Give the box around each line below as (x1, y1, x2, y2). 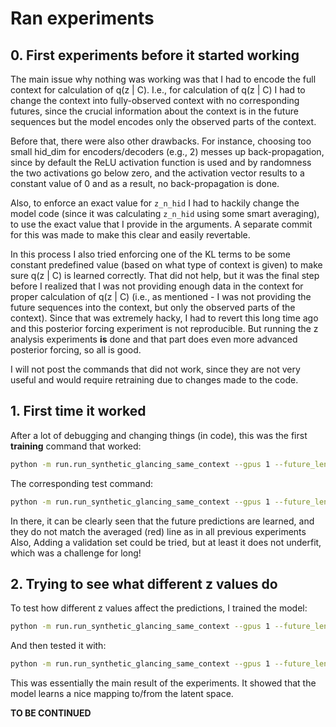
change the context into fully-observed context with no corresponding (10, 95, 300, 106)
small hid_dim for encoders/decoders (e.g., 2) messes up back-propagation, (10, 146, 325, 157)
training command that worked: (10, 440, 142, 452)
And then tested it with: (10, 640, 107, 652)
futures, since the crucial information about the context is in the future (10, 105, 299, 117)
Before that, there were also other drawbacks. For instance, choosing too (10, 135, 312, 147)
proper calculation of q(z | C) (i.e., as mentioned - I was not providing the (10, 291, 312, 302)
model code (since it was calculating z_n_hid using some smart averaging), (10, 208, 320, 219)
